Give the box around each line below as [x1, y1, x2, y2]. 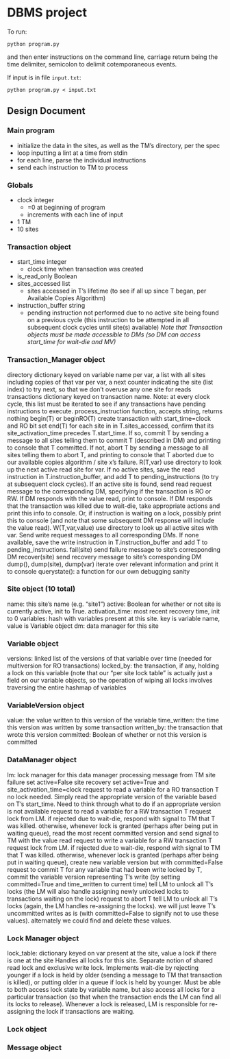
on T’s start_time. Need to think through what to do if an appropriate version [7, 800, 221, 808]
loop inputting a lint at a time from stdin [16, 149, 128, 157]
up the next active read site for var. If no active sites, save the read [7, 465, 195, 474]
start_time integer [16, 258, 67, 266]
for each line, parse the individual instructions [16, 156, 146, 164]
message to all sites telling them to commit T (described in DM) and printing [7, 436, 221, 444]
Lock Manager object [7, 934, 79, 943]
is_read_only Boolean [16, 272, 77, 280]
